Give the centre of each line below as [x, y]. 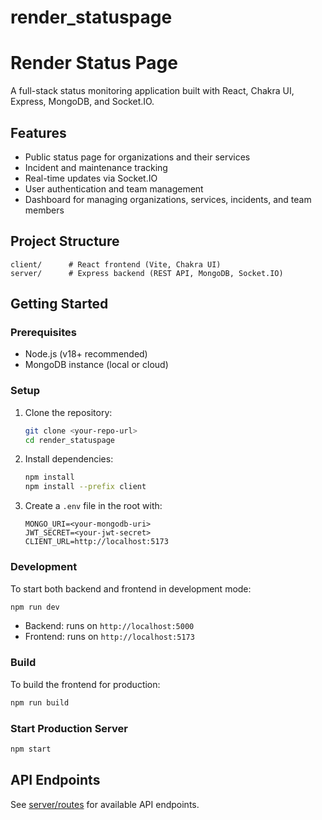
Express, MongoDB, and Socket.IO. [82, 102]
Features [38, 132]
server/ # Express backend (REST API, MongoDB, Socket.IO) [147, 273]
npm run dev [35, 607]
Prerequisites [43, 333]
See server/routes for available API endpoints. [105, 804]
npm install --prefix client [85, 487]
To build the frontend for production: [85, 684]
